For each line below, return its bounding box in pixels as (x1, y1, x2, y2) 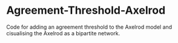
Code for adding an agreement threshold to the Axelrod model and (6, 23, 173, 30)
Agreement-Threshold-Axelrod (6, 4, 166, 17)
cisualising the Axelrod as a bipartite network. (6, 29, 120, 36)
